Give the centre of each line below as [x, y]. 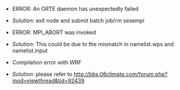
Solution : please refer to [42, 74]
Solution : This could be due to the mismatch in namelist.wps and [93, 44]
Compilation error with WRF [47, 62]
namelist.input [30, 50]
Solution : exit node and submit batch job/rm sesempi [78, 20]
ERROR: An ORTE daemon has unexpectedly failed [75, 9]
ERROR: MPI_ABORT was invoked [54, 32]
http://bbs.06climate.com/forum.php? [121, 74]
